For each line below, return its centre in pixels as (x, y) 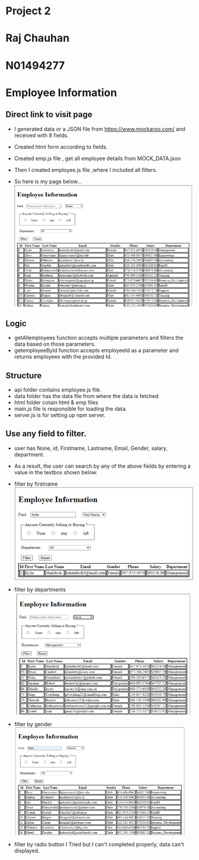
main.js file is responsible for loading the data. (70, 409)
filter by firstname (36, 484)
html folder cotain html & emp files (56, 402)
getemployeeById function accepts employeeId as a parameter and (96, 351)
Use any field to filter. (46, 434)
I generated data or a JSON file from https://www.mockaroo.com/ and (99, 129)
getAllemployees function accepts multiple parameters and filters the (99, 338)
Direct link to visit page (49, 115)
